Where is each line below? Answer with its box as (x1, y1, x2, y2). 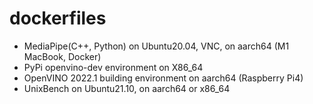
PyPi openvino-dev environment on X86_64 (23, 61, 204, 73)
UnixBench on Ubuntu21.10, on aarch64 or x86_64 (23, 82, 231, 94)
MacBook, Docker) (23, 50, 102, 62)
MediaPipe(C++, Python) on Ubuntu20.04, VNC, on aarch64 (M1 (23, 40, 290, 52)
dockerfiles (9, 7, 107, 30)
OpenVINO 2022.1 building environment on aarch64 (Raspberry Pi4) (23, 72, 304, 84)
